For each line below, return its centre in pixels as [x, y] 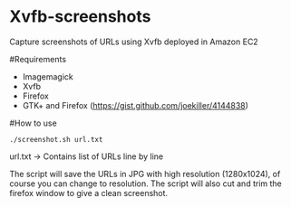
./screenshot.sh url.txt [56, 139]
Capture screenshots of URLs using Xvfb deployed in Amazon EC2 [134, 42]
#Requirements [38, 59]
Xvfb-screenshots [80, 17]
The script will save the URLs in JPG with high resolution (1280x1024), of [145, 174]
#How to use [33, 123]
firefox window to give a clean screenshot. [89, 193]
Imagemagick [48, 76]
